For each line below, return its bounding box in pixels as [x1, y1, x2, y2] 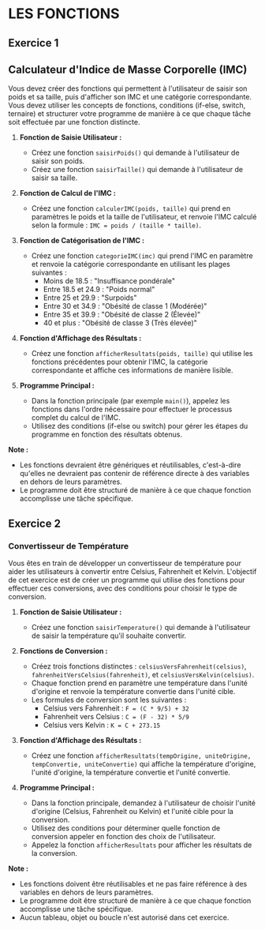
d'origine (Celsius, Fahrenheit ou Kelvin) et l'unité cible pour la [31, 807, 234, 816]
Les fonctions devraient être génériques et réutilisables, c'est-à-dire [19, 460, 241, 470]
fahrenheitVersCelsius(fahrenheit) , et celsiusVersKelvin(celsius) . [31, 670, 255, 680]
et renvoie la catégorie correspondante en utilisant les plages [31, 260, 230, 269]
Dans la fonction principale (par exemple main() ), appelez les [31, 396, 230, 406]
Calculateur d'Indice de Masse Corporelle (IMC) [8, 62, 248, 76]
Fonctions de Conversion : [19, 647, 108, 656]
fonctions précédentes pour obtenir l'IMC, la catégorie [31, 357, 208, 367]
